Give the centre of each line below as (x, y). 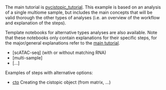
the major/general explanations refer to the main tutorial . (63, 43)
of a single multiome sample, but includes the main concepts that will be (79, 12)
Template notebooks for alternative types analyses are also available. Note (81, 32)
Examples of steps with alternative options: (49, 73)
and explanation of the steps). (36, 23)
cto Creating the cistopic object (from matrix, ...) (61, 82)
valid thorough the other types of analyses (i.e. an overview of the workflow (83, 18)
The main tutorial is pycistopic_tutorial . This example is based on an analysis (83, 7)
